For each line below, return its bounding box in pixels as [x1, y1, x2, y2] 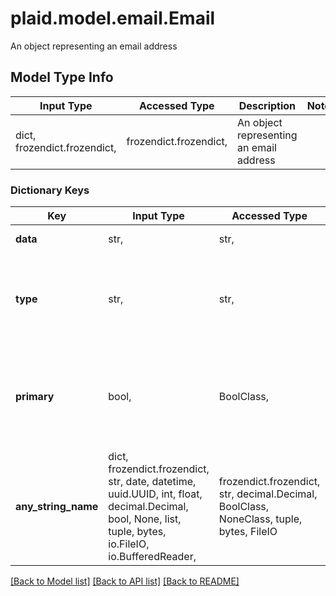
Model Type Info [10, 69, 114, 86]
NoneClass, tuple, [218, 512, 303, 526]
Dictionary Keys [10, 183, 90, 197]
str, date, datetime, [108, 475, 197, 489]
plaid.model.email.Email [10, 7, 216, 30]
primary [15, 390, 55, 404]
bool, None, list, [108, 512, 182, 526]
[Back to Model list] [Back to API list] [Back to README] [10, 575, 240, 587]
